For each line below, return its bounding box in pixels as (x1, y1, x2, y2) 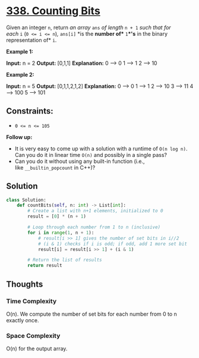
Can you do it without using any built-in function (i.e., (14, 158, 145, 165)
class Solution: (6, 197, 46, 203)
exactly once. (6, 316, 40, 324)
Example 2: (6, 71, 34, 78)
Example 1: (6, 48, 34, 55)
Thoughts (6, 279, 43, 289)
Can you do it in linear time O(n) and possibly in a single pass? (14, 151, 168, 158)
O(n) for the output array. (6, 345, 68, 352)
